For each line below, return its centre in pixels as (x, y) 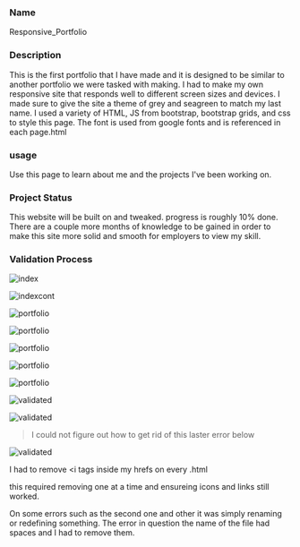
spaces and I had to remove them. (72, 533)
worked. (25, 496)
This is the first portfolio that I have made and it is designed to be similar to (147, 74)
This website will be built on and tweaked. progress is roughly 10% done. (144, 218)
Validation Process (51, 260)
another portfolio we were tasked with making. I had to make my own (137, 84)
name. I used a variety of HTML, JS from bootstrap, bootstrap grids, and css (150, 113)
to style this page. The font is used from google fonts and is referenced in (145, 122)
